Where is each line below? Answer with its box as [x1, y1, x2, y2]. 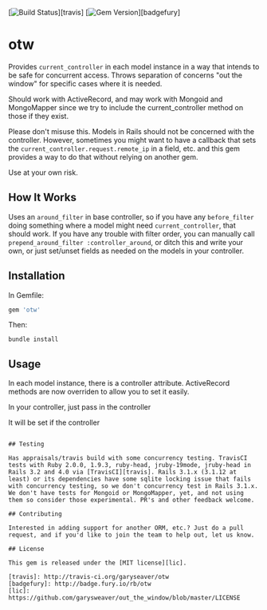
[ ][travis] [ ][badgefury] [8, 8, 181, 17]
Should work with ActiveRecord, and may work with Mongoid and [8, 94, 223, 104]
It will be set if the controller [8, 418, 100, 427]
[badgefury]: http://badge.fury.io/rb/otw [8, 580, 151, 588]
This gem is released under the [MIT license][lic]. [8, 559, 187, 567]
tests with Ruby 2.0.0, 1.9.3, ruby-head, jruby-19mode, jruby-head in [8, 461, 251, 469]
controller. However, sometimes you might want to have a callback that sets [8, 135, 257, 145]
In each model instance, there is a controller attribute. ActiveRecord [8, 378, 230, 388]
